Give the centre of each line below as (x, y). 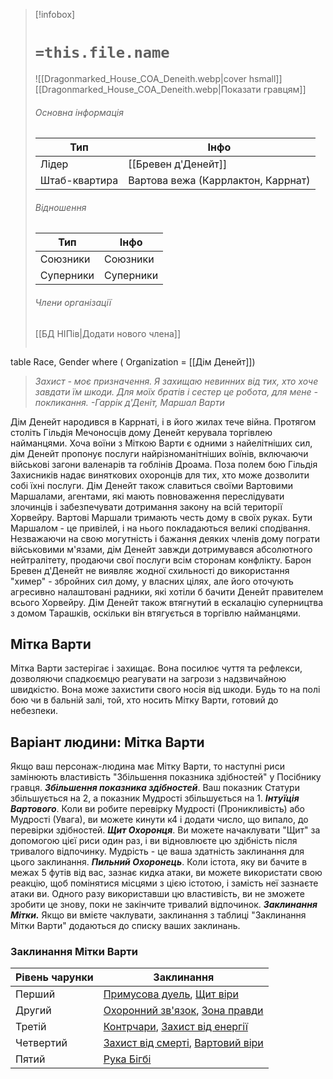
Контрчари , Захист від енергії (175, 1027)
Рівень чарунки (54, 977)
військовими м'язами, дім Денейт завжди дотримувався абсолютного (161, 549)
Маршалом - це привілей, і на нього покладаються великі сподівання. (160, 528)
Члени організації (73, 302)
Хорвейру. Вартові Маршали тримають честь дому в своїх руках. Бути (161, 517)
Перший (35, 994)
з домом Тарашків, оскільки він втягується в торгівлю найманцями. (156, 613)
